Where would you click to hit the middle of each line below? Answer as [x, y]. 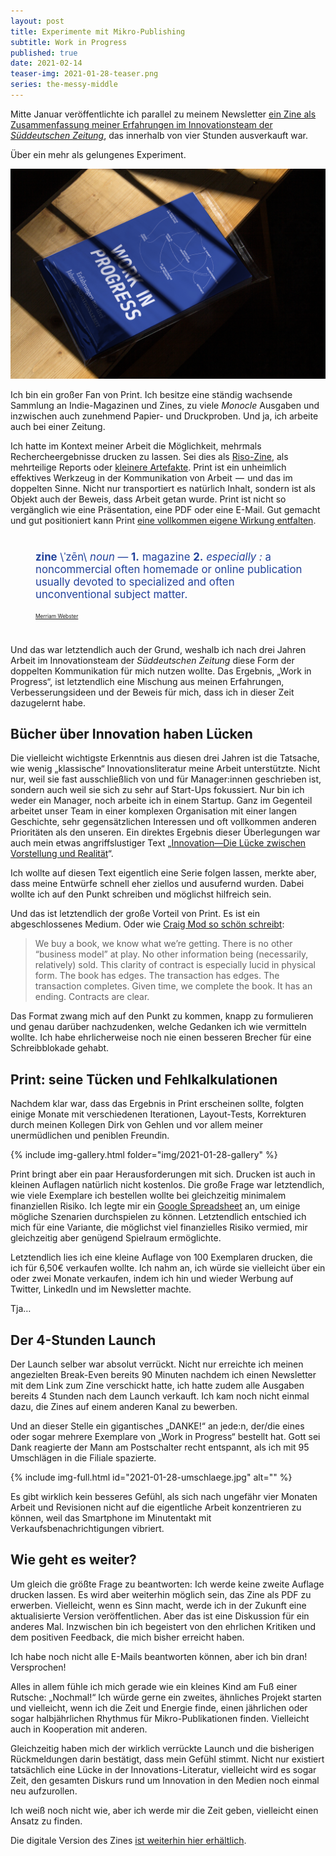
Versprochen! [38, 1667]
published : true [44, 53]
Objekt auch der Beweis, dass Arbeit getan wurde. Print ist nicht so [148, 499]
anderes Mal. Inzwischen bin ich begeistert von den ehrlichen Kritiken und [163, 1626]
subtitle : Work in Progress [69, 42]
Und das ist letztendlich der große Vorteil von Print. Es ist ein [135, 914]
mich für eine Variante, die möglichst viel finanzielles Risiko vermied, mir [159, 1227]
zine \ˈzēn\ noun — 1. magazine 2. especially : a [153, 557]
